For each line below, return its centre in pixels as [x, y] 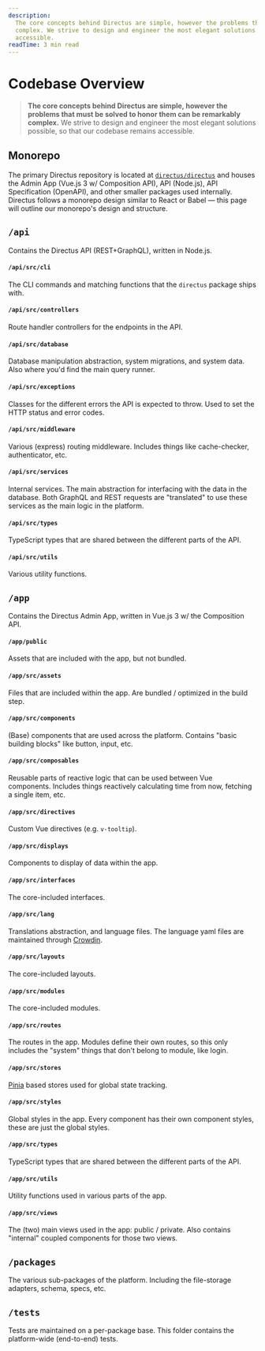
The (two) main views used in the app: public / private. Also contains [119, 1230]
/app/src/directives [42, 812]
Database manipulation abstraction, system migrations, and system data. [127, 361]
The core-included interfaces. [57, 897]
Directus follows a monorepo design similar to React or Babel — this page [127, 200]
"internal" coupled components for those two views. [93, 1238]
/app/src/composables [44, 761]
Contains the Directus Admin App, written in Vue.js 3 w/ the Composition [126, 616]
